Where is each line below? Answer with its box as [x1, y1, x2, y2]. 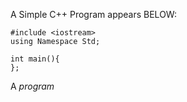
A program [10, 80, 55, 92]
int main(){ [10, 54, 60, 64]
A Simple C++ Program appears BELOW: [10, 9, 177, 20]
